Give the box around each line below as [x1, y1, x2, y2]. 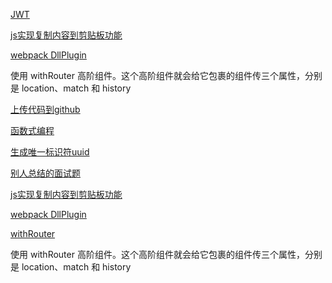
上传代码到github [10, 104, 81, 115]
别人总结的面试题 [10, 167, 81, 179]
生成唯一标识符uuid [10, 146, 90, 158]
